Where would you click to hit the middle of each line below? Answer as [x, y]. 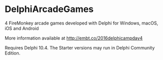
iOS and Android [22, 28]
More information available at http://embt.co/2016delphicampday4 [74, 38]
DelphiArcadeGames [49, 9]
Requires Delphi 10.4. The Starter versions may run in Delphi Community [80, 47]
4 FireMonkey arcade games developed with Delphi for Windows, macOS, [82, 23]
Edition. [13, 53]
